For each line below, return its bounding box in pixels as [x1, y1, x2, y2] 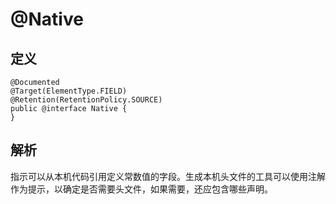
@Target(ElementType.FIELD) [10, 86, 128, 96]
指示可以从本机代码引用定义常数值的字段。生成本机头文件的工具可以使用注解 [10, 170, 326, 182]
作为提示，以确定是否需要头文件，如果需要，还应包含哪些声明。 [10, 183, 273, 195]
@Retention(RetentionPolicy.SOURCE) [10, 95, 163, 105]
